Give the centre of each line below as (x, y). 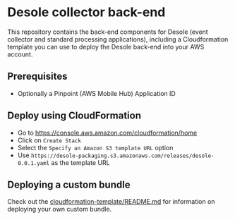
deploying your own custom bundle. (60, 209)
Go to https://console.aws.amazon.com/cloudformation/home (107, 133)
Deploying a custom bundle (69, 184)
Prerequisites (37, 77)
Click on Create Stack (49, 140)
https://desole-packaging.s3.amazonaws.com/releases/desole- (122, 156)
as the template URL (81, 162)
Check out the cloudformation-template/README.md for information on (111, 202)
